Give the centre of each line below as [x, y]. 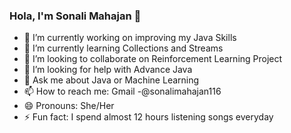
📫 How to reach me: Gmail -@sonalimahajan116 [122, 91]
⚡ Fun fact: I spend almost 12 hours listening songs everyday [148, 117]
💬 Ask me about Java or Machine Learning [111, 80]
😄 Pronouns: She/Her [69, 106]
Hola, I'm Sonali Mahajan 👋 [75, 16]
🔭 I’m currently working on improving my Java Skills [130, 38]
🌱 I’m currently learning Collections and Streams [123, 48]
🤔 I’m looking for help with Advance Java [108, 70]
